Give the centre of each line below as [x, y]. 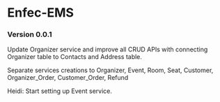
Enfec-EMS [41, 13]
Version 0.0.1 [30, 35]
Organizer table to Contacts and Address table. [75, 57]
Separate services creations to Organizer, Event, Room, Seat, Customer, [110, 70]
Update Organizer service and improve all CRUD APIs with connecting [108, 49]
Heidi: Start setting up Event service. [60, 91]
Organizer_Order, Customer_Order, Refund [68, 78]
